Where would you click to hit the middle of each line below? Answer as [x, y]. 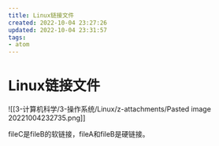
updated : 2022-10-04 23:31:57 [58, 30]
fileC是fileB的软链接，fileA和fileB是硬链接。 [79, 134]
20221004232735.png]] [47, 118]
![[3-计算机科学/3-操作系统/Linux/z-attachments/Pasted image [109, 109]
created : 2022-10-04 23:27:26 [58, 23]
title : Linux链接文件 [41, 15]
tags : [17, 37]
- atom [19, 45]
